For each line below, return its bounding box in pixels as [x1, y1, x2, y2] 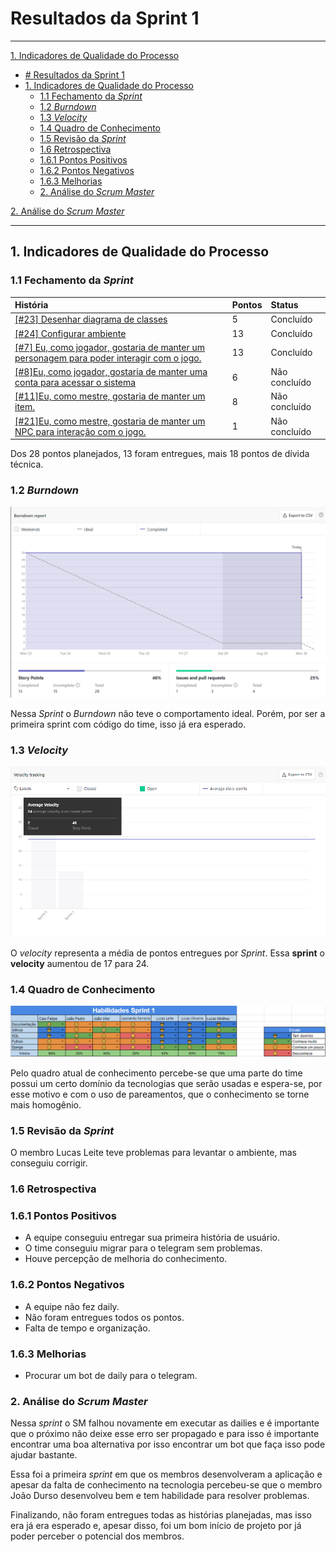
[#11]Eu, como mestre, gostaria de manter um [14, 390, 206, 402]
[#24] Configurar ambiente [14, 327, 127, 339]
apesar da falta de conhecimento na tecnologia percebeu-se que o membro [10, 1479, 323, 1491]
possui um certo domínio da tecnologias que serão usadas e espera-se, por [10, 1077, 323, 1089]
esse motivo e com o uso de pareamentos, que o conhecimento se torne [10, 1088, 310, 1100]
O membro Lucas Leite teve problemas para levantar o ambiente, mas [10, 1147, 297, 1159]
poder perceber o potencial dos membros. [10, 1530, 185, 1542]
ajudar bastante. [10, 1449, 78, 1461]
